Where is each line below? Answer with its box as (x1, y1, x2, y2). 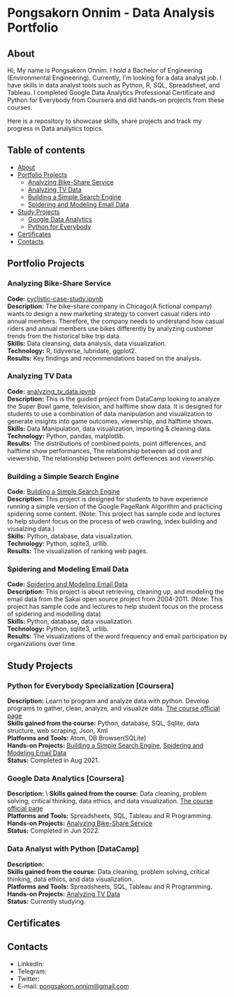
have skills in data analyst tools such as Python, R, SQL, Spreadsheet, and (7, 81, 220, 89)
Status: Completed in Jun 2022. (7, 826, 100, 835)
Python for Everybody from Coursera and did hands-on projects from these (7, 96, 225, 104)
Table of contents (7, 145, 85, 157)
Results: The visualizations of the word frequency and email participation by (7, 632, 228, 640)
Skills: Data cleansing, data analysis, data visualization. (7, 339, 167, 347)
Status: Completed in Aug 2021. (7, 756, 100, 765)
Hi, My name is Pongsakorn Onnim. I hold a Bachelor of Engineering (7, 66, 203, 74)
